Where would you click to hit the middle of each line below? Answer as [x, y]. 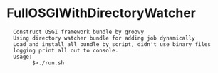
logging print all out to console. [66, 50]
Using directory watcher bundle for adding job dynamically [104, 38]
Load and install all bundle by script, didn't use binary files [112, 44]
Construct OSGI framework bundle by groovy [78, 32]
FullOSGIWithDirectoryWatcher [102, 13]
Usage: [23, 57]
